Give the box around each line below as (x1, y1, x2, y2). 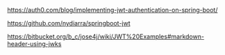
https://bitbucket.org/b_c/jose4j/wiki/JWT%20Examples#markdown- (7, 32, 205, 41)
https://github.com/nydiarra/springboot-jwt (7, 19, 131, 27)
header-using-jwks (7, 40, 62, 47)
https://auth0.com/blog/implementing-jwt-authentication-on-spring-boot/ (7, 6, 218, 14)
